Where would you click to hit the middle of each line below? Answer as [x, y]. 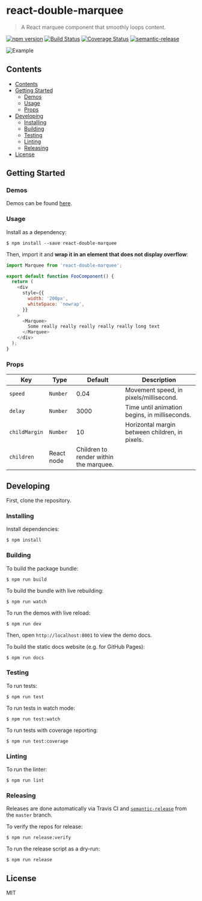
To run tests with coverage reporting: [52, 730]
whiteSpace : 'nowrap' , [56, 304]
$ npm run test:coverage [37, 741]
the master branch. [29, 815]
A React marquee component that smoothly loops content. [93, 27]
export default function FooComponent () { [60, 276]
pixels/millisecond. [151, 398]
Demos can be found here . [39, 203]
